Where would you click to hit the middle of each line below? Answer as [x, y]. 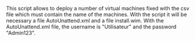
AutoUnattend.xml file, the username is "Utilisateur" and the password [91, 27]
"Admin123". [21, 33]
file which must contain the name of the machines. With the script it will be [97, 14]
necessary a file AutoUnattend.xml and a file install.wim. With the [85, 20]
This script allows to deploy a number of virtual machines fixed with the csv [98, 8]
